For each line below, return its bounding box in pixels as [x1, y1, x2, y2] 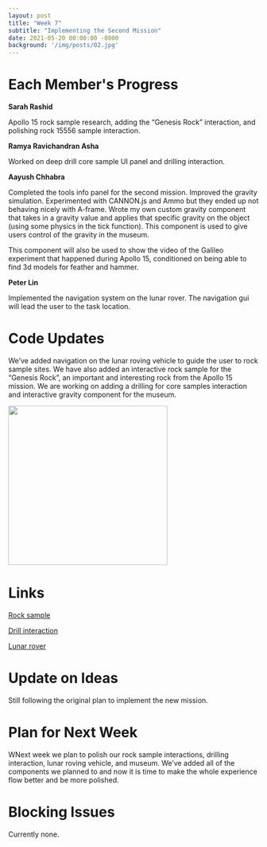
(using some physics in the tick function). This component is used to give [8, 222, 248, 231]
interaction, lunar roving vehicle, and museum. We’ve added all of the [8, 758, 235, 767]
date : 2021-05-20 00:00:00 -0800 [8, 33, 119, 42]
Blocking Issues [8, 803, 115, 821]
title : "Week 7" [8, 19, 62, 27]
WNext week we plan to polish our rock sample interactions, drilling [8, 750, 229, 759]
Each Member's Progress [8, 76, 179, 94]
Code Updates [8, 330, 105, 347]
